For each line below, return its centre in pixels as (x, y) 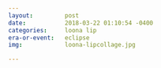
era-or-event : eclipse (49, 38)
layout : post (44, 15)
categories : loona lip (52, 30)
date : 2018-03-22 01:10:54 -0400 (81, 23)
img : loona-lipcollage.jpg (72, 45)
